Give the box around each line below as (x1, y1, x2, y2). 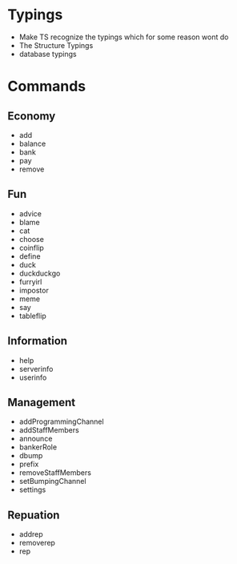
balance (18, 139, 46, 148)
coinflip (18, 243, 45, 252)
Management (7, 395, 76, 409)
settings (18, 485, 46, 494)
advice (18, 208, 42, 218)
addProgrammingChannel (18, 417, 105, 426)
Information (7, 334, 68, 348)
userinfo (18, 373, 47, 382)
